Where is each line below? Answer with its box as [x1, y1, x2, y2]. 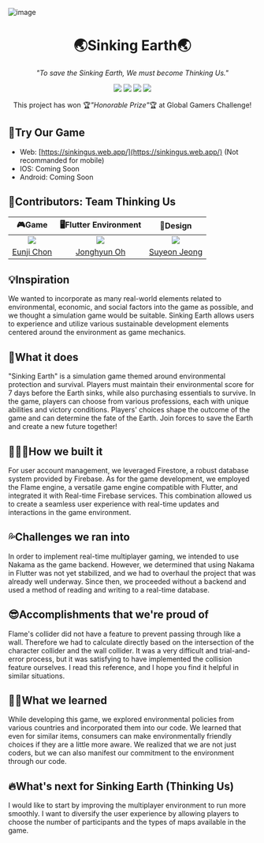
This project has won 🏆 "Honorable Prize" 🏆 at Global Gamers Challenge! [13, 100, 252, 110]
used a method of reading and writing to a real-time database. [8, 585, 210, 594]
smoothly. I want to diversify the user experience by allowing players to [8, 809, 240, 819]
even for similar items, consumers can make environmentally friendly [8, 732, 232, 741]
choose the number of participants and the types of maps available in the [8, 818, 247, 827]
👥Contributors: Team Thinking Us [8, 195, 176, 209]
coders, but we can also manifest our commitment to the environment [8, 748, 235, 758]
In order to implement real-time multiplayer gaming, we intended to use [8, 551, 239, 561]
